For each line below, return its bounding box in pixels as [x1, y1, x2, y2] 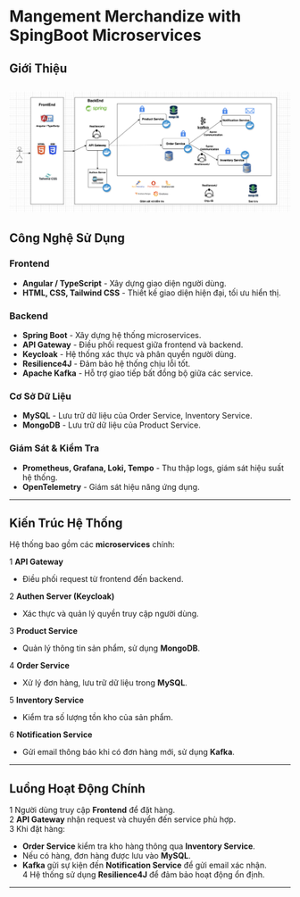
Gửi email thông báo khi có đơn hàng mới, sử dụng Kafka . [21, 747, 235, 758]
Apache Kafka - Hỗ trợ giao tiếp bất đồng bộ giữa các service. [21, 368, 254, 378]
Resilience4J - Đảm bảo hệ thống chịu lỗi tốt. [21, 359, 191, 370]
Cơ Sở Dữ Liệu [9, 390, 71, 403]
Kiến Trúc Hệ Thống [9, 516, 123, 530]
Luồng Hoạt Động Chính [9, 781, 146, 796]
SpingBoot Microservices [9, 25, 202, 46]
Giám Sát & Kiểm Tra [9, 442, 100, 454]
